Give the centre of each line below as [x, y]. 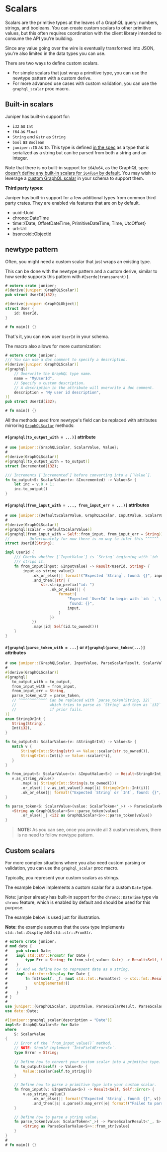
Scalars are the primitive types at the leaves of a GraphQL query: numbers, [82, 22]
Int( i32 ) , [22, 728]
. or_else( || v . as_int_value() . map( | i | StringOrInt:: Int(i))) [85, 788]
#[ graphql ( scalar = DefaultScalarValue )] [49, 529]
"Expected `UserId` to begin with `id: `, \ [114, 599]
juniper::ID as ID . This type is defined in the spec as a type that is [81, 147]
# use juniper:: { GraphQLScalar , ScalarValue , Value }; [62, 447]
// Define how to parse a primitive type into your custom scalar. [85, 1085]
